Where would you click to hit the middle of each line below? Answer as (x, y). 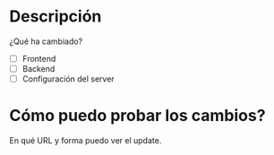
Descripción (56, 17)
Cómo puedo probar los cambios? (137, 116)
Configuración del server (68, 79)
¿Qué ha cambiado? (46, 41)
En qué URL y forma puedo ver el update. (86, 141)
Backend (39, 69)
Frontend (39, 58)
